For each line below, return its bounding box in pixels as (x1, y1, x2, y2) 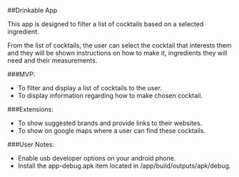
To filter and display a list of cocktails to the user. (17, 84, 163, 92)
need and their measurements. (7, 56, 98, 65)
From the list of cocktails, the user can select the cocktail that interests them (7, 41, 232, 49)
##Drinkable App (7, 6, 58, 14)
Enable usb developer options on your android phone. (17, 154, 176, 162)
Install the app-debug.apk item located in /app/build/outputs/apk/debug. (17, 161, 231, 170)
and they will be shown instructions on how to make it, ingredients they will (7, 49, 228, 57)
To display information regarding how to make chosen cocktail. (17, 92, 203, 100)
